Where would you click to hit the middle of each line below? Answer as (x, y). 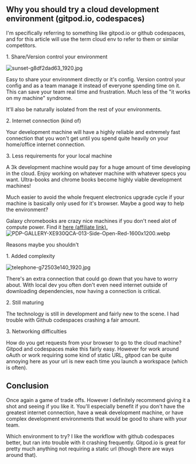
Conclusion (27, 386)
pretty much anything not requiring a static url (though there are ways (90, 448)
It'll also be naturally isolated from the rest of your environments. (84, 109)
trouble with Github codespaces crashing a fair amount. (73, 320)
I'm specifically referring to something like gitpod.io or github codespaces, (96, 33)
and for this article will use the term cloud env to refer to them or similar (92, 39)
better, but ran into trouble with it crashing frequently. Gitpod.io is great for (96, 442)
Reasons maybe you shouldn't (42, 245)
